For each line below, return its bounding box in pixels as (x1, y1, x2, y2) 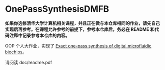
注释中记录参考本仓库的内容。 (9, 32, 70, 38)
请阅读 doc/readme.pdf (5, 59, 53, 65)
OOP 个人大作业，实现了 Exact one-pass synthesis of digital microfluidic (5, 43, 152, 48)
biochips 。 (5, 49, 27, 55)
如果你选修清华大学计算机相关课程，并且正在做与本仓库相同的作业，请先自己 (5, 20, 160, 26)
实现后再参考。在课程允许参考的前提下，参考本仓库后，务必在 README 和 (5, 26, 155, 32)
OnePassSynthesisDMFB (5, 3, 110, 15)
